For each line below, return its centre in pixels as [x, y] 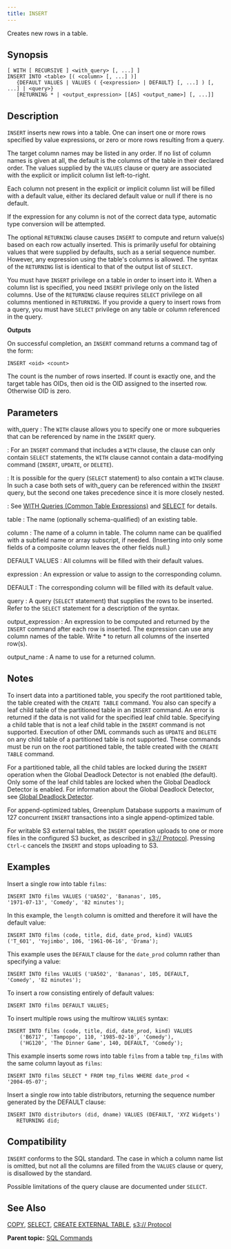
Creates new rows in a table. [48, 33]
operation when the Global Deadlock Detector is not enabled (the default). [112, 774]
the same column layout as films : [54, 1063]
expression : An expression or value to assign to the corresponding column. [114, 574]
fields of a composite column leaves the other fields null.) [89, 548]
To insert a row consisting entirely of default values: [81, 993]
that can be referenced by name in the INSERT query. [82, 437]
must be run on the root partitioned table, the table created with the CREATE [113, 747]
